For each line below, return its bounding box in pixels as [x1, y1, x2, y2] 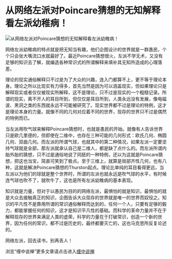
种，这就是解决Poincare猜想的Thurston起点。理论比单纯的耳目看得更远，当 [5, 164, 164, 170]
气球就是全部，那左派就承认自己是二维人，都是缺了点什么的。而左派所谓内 [9, 145, 167, 151]
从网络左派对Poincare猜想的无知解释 [5, 5, 161, 16]
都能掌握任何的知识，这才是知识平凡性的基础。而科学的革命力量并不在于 [14, 207, 167, 213]
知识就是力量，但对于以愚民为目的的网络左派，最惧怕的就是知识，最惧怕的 [5, 188, 162, 194]
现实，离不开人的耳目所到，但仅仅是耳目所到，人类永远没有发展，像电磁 [14, 95, 167, 102]
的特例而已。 [5, 115, 32, 121]
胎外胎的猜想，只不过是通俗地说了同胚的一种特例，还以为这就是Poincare [5, 151, 159, 157]
